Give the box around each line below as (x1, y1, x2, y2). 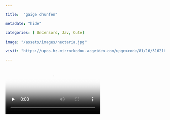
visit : (5, 49, 19, 54)
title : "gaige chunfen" (5, 12, 58, 17)
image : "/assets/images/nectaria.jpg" (5, 39, 87, 45)
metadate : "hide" (5, 21, 42, 26)
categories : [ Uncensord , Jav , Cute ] (5, 30, 85, 35)
